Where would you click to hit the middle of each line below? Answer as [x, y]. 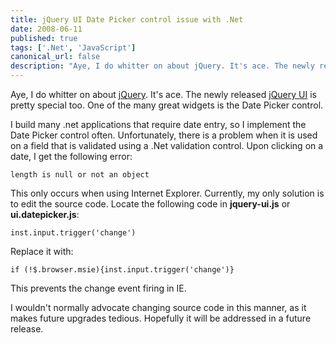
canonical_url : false [55, 57]
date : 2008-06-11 [46, 29]
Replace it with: [42, 251]
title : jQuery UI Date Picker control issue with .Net [127, 19]
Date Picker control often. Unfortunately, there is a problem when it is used [164, 135]
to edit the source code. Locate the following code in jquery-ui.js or [150, 204]
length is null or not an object [80, 175]
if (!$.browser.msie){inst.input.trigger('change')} [122, 270]
